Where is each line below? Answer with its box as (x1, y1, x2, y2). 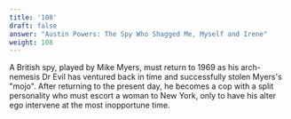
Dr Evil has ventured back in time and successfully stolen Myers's (41, 72, 282, 83)
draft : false (9, 21, 58, 30)
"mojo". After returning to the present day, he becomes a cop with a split (9, 81, 274, 91)
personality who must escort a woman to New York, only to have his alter (9, 91, 277, 101)
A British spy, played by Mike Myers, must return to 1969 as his (9, 62, 240, 73)
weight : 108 (9, 37, 53, 47)
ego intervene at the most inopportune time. (9, 99, 170, 111)
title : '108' (9, 12, 58, 22)
